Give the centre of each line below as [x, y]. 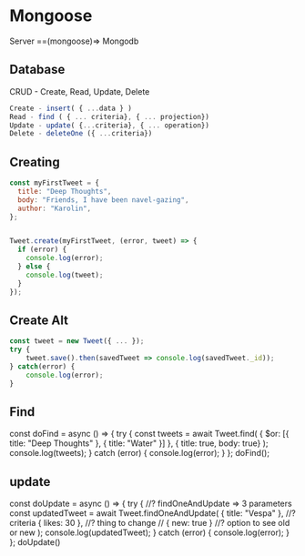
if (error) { [42, 250]
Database [37, 70]
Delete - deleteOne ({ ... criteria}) [81, 134]
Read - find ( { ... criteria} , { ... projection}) [109, 116]
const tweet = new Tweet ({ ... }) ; [77, 341]
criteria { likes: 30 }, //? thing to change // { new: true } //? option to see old [150, 523]
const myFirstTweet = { [55, 183]
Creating [35, 162]
